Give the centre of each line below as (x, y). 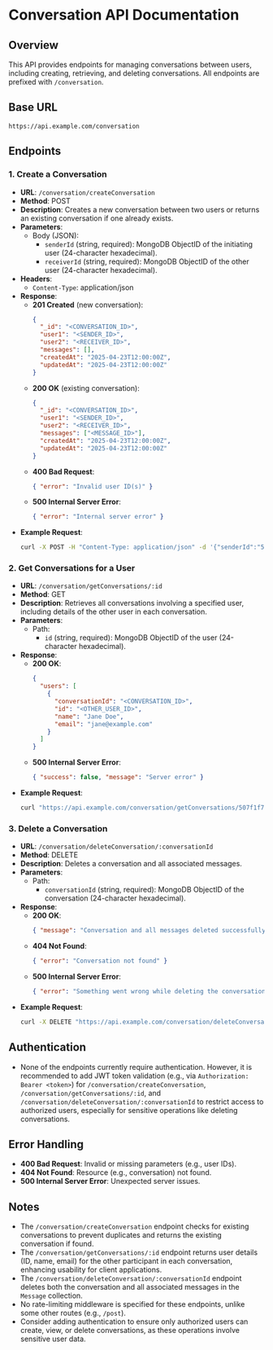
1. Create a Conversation (58, 174)
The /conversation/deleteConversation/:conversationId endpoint (131, 1278)
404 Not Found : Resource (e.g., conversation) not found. (116, 1172)
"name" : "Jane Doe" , (89, 717)
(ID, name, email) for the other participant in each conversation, (126, 1261)
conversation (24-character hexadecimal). (115, 898)
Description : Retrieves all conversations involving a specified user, (132, 603)
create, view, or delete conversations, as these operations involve (130, 1330)
